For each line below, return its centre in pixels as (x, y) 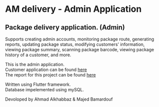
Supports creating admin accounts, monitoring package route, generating (79, 39)
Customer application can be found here (46, 70)
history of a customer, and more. (38, 55)
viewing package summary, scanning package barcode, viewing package (79, 50)
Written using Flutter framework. (38, 84)
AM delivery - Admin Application (73, 9)
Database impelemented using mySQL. (45, 89)
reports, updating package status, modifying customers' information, (75, 44)
